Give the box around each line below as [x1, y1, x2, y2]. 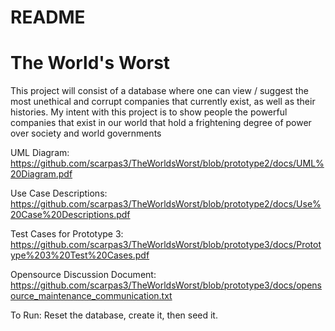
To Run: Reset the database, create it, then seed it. [10, 309, 218, 321]
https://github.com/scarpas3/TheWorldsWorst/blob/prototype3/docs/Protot [10, 239, 322, 251]
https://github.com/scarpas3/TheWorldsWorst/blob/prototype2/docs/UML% [10, 157, 325, 170]
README [10, 6, 86, 29]
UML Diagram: [10, 147, 70, 159]
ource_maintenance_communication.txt [10, 290, 173, 302]
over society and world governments [10, 127, 162, 140]
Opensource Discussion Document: [10, 269, 157, 281]
